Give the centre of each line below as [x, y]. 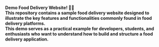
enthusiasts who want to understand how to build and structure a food [79, 34]
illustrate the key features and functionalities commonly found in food [79, 18]
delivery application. [27, 39]
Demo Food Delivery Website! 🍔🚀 [40, 8]
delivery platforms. [25, 23]
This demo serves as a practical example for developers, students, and [80, 29]
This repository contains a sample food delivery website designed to [77, 13]
